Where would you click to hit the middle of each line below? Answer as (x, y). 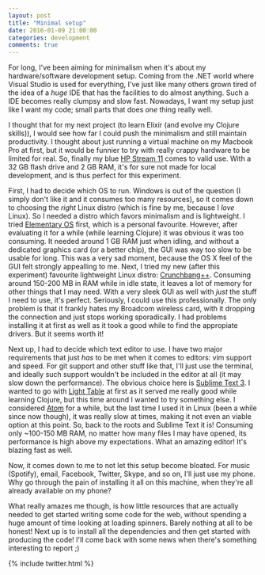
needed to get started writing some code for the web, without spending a (127, 515)
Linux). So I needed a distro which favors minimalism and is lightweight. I (127, 216)
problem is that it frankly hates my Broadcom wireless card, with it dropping (132, 309)
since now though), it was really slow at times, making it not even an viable (130, 417)
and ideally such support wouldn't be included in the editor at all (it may (125, 375)
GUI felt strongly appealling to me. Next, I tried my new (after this (114, 267)
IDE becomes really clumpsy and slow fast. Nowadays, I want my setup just (131, 101)
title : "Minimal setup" (47, 23)
